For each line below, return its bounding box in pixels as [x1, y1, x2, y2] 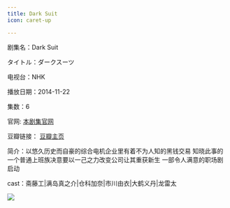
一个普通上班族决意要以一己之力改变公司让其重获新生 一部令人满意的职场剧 [7, 155, 224, 164]
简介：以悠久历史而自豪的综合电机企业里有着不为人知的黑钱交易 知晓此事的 [7, 147, 224, 155]
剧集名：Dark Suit [7, 43, 59, 51]
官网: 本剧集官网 [7, 117, 54, 126]
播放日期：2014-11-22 [7, 87, 70, 96]
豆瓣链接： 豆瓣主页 [7, 132, 64, 140]
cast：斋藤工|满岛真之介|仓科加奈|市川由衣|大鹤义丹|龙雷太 [7, 179, 177, 187]
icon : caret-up [7, 17, 52, 24]
